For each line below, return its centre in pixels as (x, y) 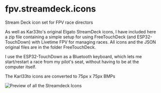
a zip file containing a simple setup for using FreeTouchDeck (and (71, 37)
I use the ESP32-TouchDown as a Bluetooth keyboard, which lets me (73, 56)
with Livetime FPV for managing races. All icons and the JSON (94, 42)
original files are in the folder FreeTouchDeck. (50, 47)
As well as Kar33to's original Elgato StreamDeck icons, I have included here (80, 31)
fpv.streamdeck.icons (50, 9)
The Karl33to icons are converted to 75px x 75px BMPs (60, 76)
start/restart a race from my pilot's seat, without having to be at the (72, 62)
